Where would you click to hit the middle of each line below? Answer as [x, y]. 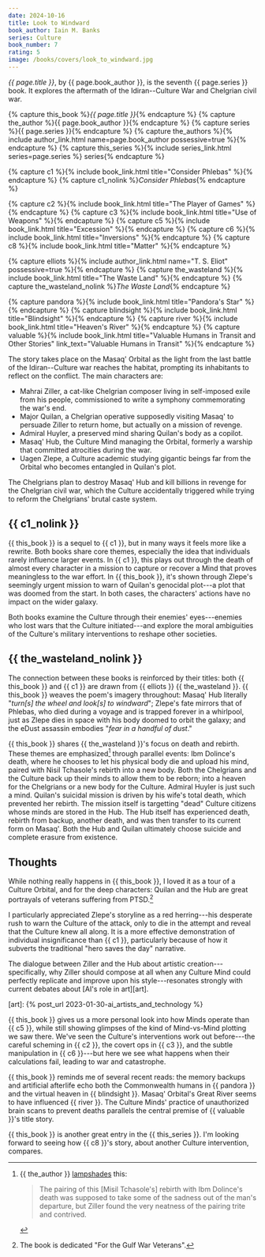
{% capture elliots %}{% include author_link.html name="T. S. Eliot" [118, 261]
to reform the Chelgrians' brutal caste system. [83, 498]
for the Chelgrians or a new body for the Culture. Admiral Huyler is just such [132, 787]
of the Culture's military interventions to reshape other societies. [113, 634]
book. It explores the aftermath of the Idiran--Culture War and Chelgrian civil [132, 90]
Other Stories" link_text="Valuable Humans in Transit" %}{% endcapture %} [131, 343]
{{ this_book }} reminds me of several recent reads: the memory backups [127, 1077]
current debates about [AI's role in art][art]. [78, 989]
